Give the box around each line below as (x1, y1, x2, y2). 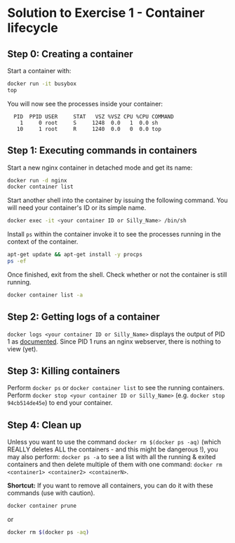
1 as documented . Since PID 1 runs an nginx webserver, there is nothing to (7, 337, 221, 346)
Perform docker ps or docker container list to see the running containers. (7, 384, 224, 392)
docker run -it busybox (7, 80, 77, 87)
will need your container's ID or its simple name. (7, 204, 147, 212)
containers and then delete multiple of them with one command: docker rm (7, 460, 222, 469)
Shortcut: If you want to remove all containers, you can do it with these (7, 481, 214, 490)
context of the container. (7, 237, 79, 246)
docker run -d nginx (7, 177, 68, 184)
